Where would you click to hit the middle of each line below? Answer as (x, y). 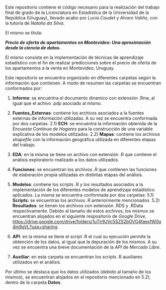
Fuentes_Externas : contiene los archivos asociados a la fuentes (78, 113)
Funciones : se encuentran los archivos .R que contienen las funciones (84, 169)
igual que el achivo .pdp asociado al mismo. (57, 103)
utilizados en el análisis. (37, 262)
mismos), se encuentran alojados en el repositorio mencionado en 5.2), (78, 277)
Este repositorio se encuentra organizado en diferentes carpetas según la (81, 78)
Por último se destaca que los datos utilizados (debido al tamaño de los (78, 272)
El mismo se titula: (24, 33)
